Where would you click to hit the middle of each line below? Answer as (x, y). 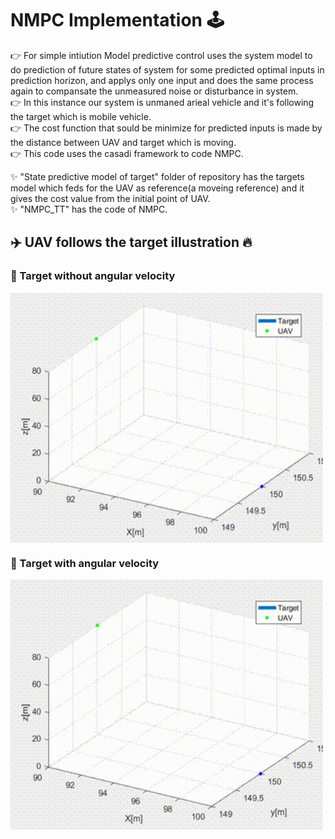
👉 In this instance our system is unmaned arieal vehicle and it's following (162, 102)
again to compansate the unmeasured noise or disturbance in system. (154, 91)
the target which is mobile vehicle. (81, 116)
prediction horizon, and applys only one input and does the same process (162, 80)
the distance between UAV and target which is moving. (123, 142)
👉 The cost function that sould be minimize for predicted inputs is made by (166, 128)
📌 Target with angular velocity (85, 563)
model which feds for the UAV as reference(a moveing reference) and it (157, 188)
